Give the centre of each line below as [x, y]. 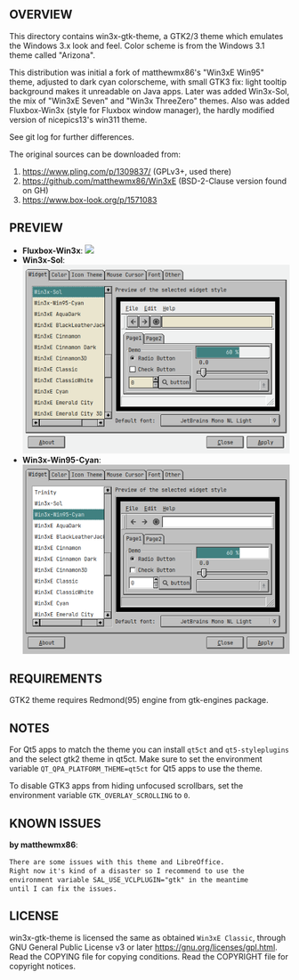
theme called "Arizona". [53, 55]
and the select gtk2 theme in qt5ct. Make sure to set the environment [136, 759]
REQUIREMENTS [56, 678]
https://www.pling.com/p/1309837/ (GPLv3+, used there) [127, 171]
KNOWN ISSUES [55, 823]
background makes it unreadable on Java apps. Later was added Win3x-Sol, [149, 91]
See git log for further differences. [72, 136]
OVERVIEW [41, 15]
